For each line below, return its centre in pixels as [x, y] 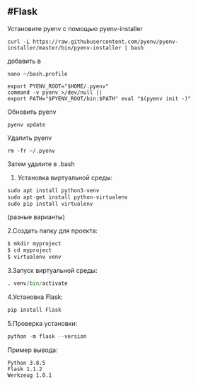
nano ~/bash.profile [38, 74]
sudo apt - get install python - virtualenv [68, 197]
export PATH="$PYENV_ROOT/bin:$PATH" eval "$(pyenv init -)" [99, 98]
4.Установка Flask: [35, 297]
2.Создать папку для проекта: [52, 231]
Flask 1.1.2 [25, 369]
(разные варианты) [36, 217]
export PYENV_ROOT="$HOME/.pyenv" [58, 86]
